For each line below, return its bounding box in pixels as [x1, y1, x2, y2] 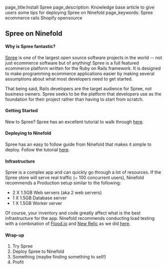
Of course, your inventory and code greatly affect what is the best [5, 210, 141, 216]
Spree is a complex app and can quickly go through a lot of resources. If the [5, 169, 162, 175]
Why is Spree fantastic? [5, 43, 56, 49]
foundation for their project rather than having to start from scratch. [5, 96, 144, 102]
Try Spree [12, 243, 33, 249]
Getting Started [5, 108, 38, 114]
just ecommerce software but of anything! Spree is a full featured [5, 60, 139, 66]
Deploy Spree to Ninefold [12, 248, 65, 254]
